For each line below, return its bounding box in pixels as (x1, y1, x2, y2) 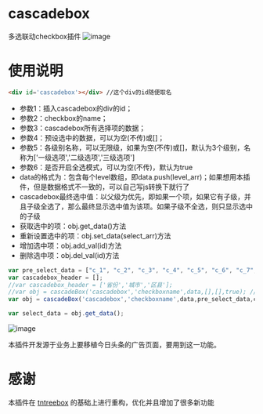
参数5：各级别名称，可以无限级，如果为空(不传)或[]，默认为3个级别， (19, 143, 244, 152)
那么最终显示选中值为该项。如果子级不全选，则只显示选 (67, 202, 247, 211)
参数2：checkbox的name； (19, 113, 108, 122)
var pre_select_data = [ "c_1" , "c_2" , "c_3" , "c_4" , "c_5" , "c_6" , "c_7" (8, 266, 254, 274)
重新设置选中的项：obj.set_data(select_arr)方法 (19, 231, 171, 240)
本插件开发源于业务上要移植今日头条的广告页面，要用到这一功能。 (8, 340, 221, 349)
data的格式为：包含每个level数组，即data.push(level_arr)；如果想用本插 (19, 172, 250, 181)
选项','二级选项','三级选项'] (52, 152, 135, 162)
